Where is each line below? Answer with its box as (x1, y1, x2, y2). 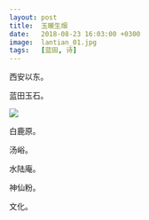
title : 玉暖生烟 (9, 21, 68, 30)
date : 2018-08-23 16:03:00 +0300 (9, 29, 141, 38)
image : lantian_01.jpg (9, 37, 98, 47)
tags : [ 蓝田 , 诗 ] (9, 46, 77, 55)
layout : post (9, 12, 58, 22)
